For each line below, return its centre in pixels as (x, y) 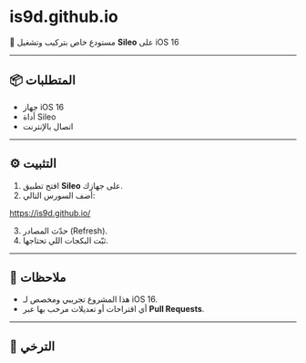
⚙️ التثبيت (33, 164)
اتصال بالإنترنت (48, 126)
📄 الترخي (32, 346)
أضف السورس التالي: (59, 195)
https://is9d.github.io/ (50, 213)
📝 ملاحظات (38, 277)
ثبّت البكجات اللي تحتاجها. (66, 240)
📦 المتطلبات (42, 81)
